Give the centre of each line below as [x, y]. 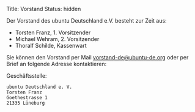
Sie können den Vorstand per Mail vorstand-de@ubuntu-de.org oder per [97, 57]
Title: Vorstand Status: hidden [44, 9]
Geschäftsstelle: [27, 76]
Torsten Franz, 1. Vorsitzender [53, 32]
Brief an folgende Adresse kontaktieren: [57, 64]
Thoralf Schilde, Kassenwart [51, 46]
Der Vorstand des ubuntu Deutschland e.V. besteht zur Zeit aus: [86, 21]
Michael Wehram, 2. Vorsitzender [57, 39]
